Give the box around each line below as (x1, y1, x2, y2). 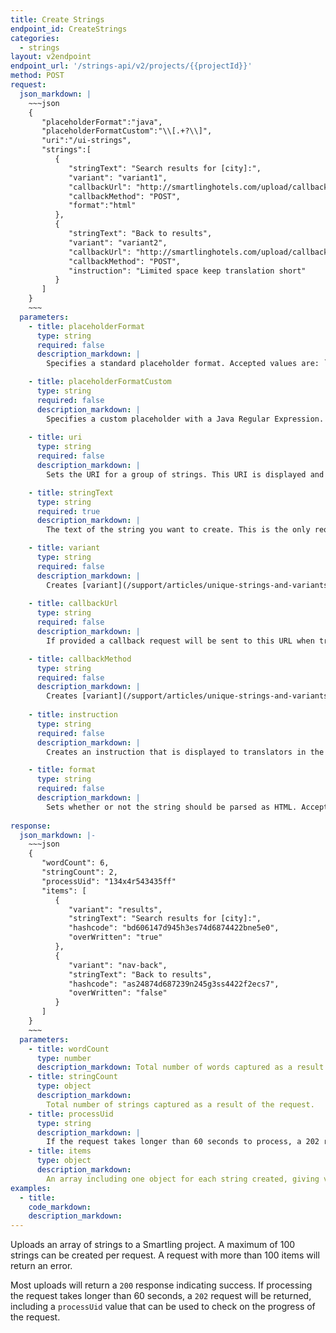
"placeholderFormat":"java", (41, 117, 163, 127)
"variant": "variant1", (68, 172, 168, 183)
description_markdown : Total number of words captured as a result (36, 1062, 325, 1073)
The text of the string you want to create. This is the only (46, 525, 311, 535)
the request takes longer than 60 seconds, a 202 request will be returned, (10, 1290, 312, 1302)
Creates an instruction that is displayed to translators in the (46, 747, 325, 757)
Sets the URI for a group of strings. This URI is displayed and (46, 469, 325, 480)
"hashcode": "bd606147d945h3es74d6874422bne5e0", (68, 923, 280, 933)
